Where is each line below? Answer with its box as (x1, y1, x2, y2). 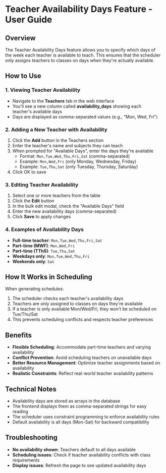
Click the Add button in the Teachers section (12, 137, 104, 143)
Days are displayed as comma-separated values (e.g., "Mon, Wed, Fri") (12, 114, 158, 119)
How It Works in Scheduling (5, 273, 93, 281)
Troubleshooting (5, 433, 58, 442)
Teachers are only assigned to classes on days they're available (12, 301, 143, 307)
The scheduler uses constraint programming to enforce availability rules (12, 414, 160, 420)
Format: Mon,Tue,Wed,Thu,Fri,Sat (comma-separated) (19, 153, 130, 159)
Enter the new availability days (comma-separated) (12, 208, 117, 214)
